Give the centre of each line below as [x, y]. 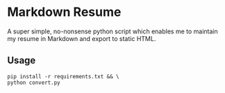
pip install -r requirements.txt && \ [63, 76]
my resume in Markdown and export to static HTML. [82, 38]
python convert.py [34, 83]
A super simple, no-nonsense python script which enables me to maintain [112, 31]
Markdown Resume [64, 12]
